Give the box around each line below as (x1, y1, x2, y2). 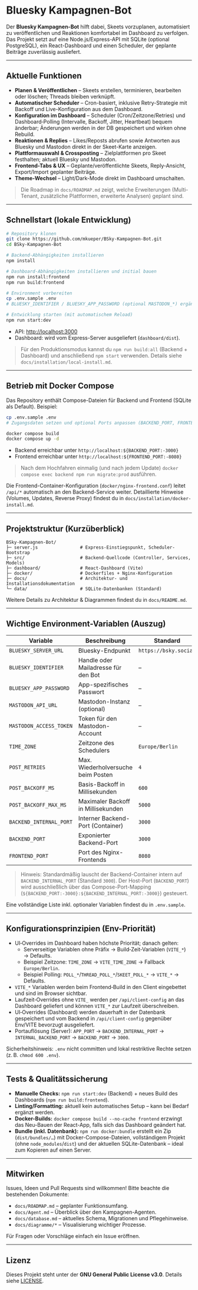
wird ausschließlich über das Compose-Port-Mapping (20, 883, 151, 890)
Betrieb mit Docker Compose (6, 381, 114, 391)
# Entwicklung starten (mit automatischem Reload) (6, 312, 133, 318)
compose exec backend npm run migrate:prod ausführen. (20, 471, 157, 478)
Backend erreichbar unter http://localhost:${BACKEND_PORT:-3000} (14, 447, 179, 454)
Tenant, (20, 192, 39, 199)
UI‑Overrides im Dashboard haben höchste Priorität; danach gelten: (14, 939, 179, 947)
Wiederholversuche (78, 763, 133, 772)
